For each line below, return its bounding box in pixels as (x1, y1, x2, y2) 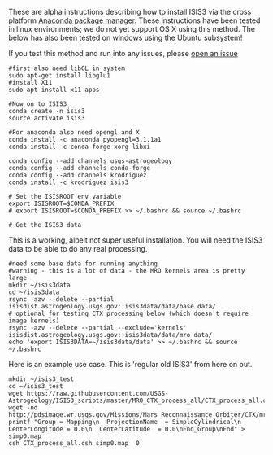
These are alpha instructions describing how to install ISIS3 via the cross (8, 7, 252, 16)
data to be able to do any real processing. (8, 244, 148, 253)
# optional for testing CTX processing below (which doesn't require (8, 309, 249, 317)
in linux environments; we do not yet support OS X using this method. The (8, 24, 256, 33)
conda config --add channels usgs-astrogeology (8, 157, 173, 165)
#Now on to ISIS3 (8, 100, 67, 108)
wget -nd (8, 404, 38, 412)
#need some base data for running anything (8, 260, 158, 268)
